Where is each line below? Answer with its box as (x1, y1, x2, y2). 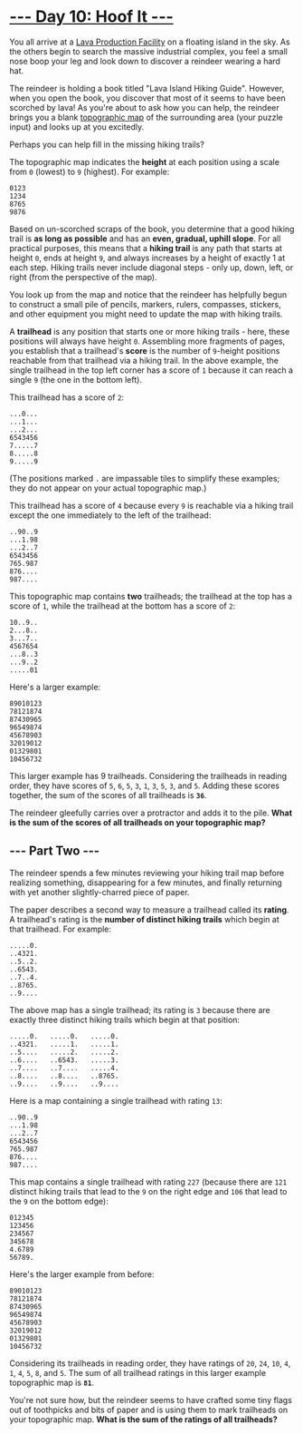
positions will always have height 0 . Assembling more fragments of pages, (9, 336, 286, 346)
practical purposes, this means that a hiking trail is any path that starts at (9, 242, 283, 253)
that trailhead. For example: (9, 923, 111, 934)
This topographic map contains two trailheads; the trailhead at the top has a (9, 590, 292, 601)
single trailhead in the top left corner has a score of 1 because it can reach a (9, 365, 294, 376)
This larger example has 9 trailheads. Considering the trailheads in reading (9, 770, 288, 781)
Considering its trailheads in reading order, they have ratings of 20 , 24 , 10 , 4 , (9, 1358, 291, 1369)
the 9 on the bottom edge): (9, 1195, 109, 1206)
